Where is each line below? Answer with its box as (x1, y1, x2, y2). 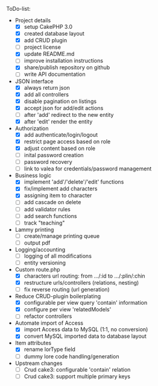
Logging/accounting (14, 246, 66, 253)
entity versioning (24, 259, 66, 266)
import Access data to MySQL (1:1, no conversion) (24, 326, 148, 333)
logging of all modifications (24, 252, 92, 260)
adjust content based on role (24, 145, 95, 152)
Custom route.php (14, 266, 60, 273)
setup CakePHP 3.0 (24, 23, 73, 30)
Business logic (14, 172, 51, 179)
